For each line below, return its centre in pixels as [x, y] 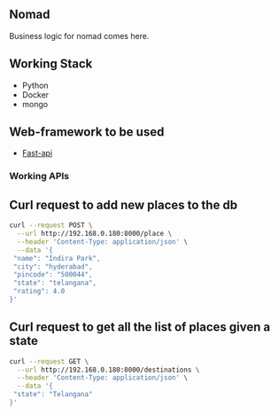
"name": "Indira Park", [57, 258]
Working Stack [51, 64]
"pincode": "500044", [53, 275]
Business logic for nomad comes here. [79, 35]
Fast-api [37, 153]
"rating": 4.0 [39, 292]
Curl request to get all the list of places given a [140, 327]
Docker [35, 94]
